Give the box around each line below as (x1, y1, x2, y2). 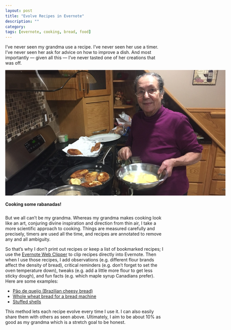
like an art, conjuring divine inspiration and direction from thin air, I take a (5, 220, 157, 226)
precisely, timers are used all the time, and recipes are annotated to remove (5, 231, 162, 237)
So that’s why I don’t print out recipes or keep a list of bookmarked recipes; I (5, 246, 164, 252)
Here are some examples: (5, 278, 59, 284)
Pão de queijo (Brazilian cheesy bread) (12, 288, 93, 294)
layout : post (5, 8, 33, 13)
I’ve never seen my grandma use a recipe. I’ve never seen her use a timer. (5, 44, 159, 50)
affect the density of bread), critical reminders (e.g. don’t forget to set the (5, 262, 158, 268)
